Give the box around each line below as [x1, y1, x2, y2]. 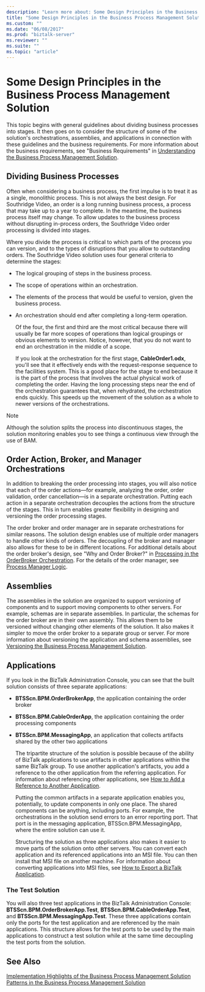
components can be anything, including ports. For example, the [15, 806, 175, 814]
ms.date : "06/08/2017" [6, 26, 64, 32]
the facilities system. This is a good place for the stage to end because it [15, 367, 198, 375]
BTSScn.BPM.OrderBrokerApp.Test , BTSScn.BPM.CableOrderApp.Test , [6, 906, 191, 913]
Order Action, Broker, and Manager [6, 454, 142, 465]
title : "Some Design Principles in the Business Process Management [6, 15, 184, 21]
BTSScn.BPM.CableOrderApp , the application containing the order [15, 712, 184, 720]
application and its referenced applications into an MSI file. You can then [15, 851, 198, 858]
